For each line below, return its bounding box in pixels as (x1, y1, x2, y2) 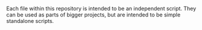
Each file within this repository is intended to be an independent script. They (6, 5, 197, 12)
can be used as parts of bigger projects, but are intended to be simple (6, 11, 181, 18)
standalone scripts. (6, 18, 54, 24)
